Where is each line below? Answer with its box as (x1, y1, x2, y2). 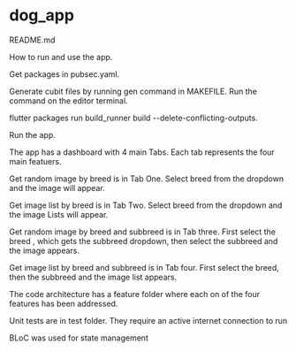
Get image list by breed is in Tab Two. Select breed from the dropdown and (9, 200, 283, 210)
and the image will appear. (9, 182, 105, 193)
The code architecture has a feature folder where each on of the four (9, 288, 261, 299)
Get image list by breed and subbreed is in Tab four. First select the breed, (9, 262, 280, 272)
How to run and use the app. (9, 51, 113, 62)
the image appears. (9, 245, 80, 256)
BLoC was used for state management (9, 333, 148, 343)
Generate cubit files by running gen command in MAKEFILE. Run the (9, 86, 258, 96)
